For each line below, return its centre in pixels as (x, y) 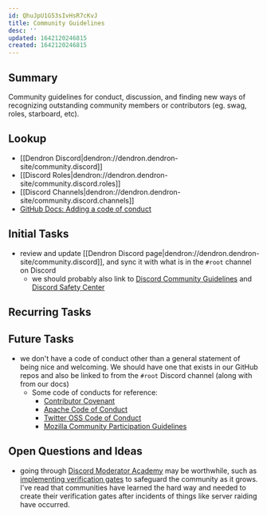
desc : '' (23, 30)
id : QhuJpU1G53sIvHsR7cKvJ (53, 16)
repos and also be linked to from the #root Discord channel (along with (136, 375)
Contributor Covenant (79, 400)
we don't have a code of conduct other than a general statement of (130, 358)
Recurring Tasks (50, 312)
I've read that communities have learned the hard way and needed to (133, 487)
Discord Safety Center (68, 287)
